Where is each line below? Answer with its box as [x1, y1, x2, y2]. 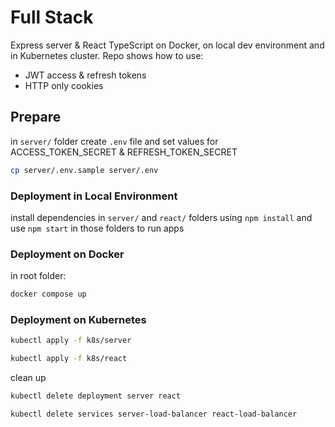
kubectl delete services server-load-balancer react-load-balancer [10, 409, 298, 420]
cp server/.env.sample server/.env [10, 165, 159, 175]
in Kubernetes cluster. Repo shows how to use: [10, 49, 204, 61]
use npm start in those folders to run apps [10, 222, 185, 234]
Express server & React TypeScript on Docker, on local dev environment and [10, 39, 325, 51]
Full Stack [10, 6, 94, 29]
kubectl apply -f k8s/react [10, 354, 128, 364]
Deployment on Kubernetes [10, 313, 147, 327]
